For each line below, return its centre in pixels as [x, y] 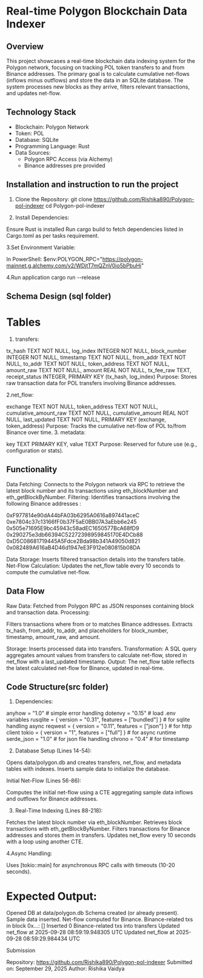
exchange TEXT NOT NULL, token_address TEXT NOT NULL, [82, 406]
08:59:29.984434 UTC [52, 939]
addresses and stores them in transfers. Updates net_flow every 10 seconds [101, 836]
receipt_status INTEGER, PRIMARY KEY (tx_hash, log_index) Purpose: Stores [101, 377]
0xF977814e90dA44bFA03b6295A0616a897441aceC [73, 515]
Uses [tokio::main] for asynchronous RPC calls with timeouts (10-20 [91, 865]
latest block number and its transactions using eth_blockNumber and [92, 491]
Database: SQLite [37, 139]
